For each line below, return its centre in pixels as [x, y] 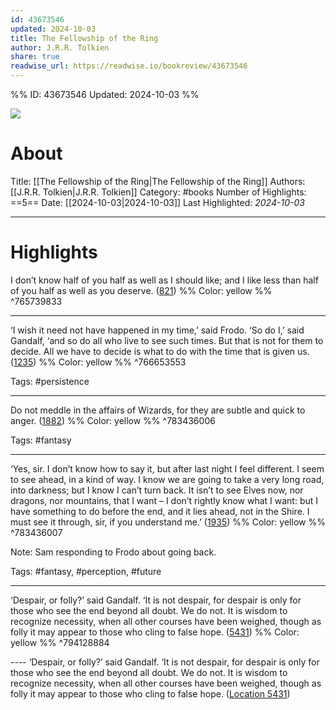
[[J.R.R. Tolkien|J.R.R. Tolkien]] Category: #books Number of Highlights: [158, 192]
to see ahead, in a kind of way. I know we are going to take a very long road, [167, 479]
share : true [35, 57]
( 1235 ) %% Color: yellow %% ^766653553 [98, 362]
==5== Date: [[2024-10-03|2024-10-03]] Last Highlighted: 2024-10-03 [157, 202]
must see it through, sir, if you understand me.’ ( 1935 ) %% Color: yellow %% [168, 522]
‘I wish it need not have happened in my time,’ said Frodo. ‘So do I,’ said [157, 330]
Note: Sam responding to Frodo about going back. [113, 552]
